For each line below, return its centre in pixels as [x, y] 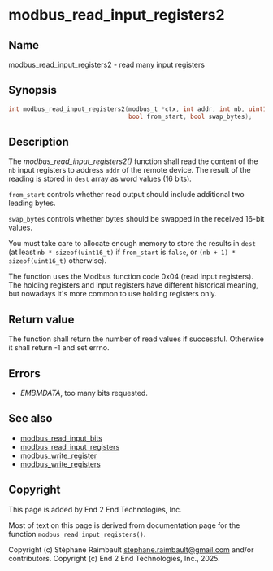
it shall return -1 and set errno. [59, 348]
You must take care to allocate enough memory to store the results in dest [132, 244]
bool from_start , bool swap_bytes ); [191, 116]
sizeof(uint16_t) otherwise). [58, 261]
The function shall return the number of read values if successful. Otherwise [136, 339]
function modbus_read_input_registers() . [77, 534]
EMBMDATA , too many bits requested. [84, 393]
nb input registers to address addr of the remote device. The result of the [130, 170]
